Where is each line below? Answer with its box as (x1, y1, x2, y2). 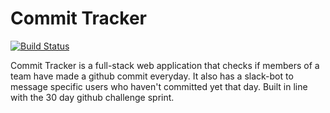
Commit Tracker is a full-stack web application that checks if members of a (10, 59, 320, 71)
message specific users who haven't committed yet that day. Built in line (10, 80, 308, 92)
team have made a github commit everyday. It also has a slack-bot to (10, 70, 294, 82)
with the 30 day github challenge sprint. (10, 91, 175, 103)
